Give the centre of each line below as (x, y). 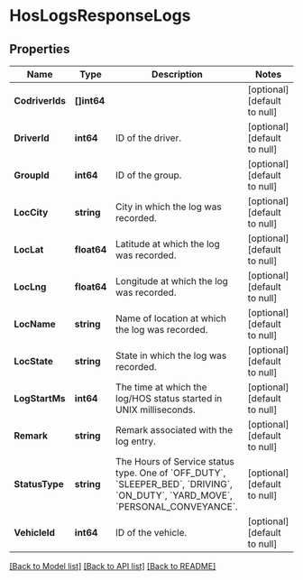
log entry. (136, 441)
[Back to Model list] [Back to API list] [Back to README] (113, 566)
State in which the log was (171, 355)
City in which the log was (169, 207)
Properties (40, 49)
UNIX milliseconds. (156, 410)
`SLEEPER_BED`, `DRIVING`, (174, 484)
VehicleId (35, 533)
